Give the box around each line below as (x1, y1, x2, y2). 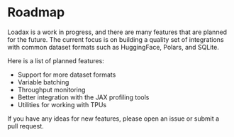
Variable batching (17, 77, 69, 86)
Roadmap (7, 4, 65, 21)
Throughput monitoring (17, 85, 86, 94)
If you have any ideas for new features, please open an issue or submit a (7, 114, 220, 123)
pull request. (7, 121, 44, 130)
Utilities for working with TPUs (17, 100, 107, 109)
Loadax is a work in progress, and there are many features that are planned (7, 28, 228, 36)
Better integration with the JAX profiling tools (17, 93, 150, 102)
